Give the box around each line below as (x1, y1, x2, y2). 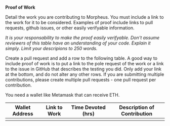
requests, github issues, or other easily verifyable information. (5, 25, 135, 31)
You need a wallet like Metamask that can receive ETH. (5, 92, 120, 98)
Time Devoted (71, 104, 106, 111)
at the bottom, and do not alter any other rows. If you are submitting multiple (5, 71, 164, 77)
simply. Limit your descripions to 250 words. (5, 46, 98, 51)
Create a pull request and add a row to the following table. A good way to (5, 55, 158, 61)
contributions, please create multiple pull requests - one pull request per (5, 77, 156, 82)
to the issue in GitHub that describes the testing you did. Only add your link (5, 66, 162, 72)
